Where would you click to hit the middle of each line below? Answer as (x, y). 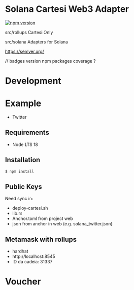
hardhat (20, 251)
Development (33, 81)
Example (23, 103)
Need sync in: (19, 199)
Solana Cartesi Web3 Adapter (67, 9)
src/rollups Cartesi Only (29, 32)
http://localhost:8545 (34, 256)
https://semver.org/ (25, 51)
